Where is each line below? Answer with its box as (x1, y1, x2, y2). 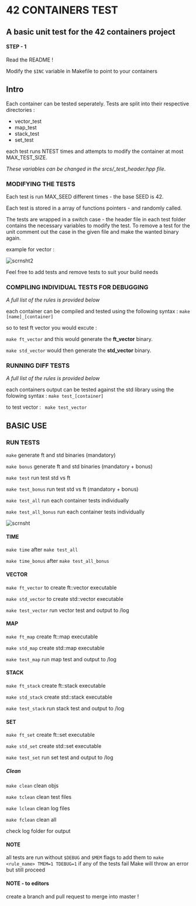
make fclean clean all (6, 816, 57, 823)
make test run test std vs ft (6, 474, 71, 481)
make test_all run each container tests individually (6, 497, 129, 504)
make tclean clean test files (6, 794, 72, 801)
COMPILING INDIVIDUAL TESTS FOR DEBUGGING (6, 283, 149, 291)
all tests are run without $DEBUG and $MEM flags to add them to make (6, 854, 164, 861)
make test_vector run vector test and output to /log (6, 607, 130, 614)
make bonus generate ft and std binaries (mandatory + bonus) (6, 463, 153, 470)
